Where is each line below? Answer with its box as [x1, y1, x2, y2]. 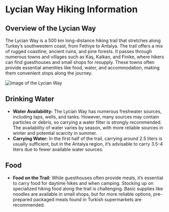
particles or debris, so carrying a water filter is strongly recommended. [12, 119, 162, 125]
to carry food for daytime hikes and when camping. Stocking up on [12, 180, 154, 186]
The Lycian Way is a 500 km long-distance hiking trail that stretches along [5, 37, 161, 43]
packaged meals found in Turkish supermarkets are [33, 196, 142, 202]
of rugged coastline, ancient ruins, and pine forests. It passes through [5, 49, 152, 54]
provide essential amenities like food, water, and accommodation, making [5, 65, 160, 70]
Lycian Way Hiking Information [5, 4, 138, 15]
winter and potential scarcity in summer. [12, 130, 98, 136]
